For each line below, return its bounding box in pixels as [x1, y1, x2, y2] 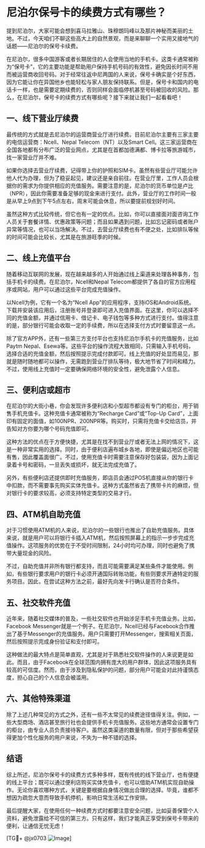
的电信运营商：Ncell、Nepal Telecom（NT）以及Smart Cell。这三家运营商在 [6, 138, 198, 146]
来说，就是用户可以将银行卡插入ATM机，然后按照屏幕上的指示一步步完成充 [6, 534, 195, 542]
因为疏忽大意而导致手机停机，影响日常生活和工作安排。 [11, 794, 151, 801]
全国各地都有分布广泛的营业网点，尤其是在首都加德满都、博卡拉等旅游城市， [6, 146, 199, 153]
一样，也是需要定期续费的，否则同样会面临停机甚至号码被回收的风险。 [16, 86, 193, 93]
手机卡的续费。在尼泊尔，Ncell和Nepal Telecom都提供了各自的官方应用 [11, 278, 191, 285]
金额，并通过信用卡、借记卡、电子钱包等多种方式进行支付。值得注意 [27, 313, 199, 321]
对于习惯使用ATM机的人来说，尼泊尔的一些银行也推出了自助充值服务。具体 [6, 527, 195, 534]
